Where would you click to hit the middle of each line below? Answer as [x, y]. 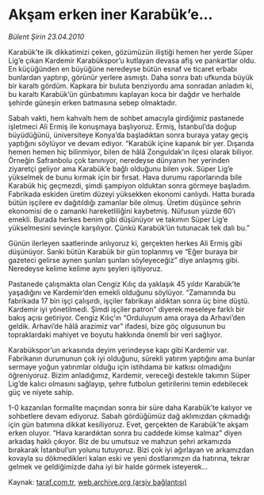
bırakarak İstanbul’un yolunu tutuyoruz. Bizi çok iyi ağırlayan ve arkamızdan [131, 450]
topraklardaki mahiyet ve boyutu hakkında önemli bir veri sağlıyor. [115, 335]
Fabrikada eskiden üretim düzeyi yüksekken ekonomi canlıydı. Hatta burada [132, 194]
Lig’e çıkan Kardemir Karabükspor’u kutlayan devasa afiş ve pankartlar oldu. [132, 60]
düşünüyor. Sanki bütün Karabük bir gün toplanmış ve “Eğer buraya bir [123, 251]
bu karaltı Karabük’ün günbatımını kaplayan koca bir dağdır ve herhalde [124, 94]
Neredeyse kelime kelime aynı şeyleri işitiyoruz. [86, 269]
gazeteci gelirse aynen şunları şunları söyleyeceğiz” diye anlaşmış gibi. [124, 260]
